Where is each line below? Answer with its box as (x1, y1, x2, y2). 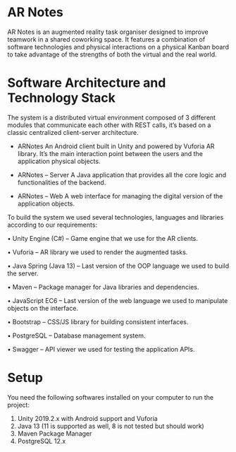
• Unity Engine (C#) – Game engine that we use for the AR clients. (7, 234, 199, 242)
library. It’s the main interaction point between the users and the (17, 149, 203, 157)
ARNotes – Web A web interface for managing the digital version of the (17, 191, 223, 200)
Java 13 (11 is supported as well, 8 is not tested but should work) (17, 422, 204, 430)
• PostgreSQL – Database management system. (7, 331, 146, 340)
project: (7, 400, 30, 409)
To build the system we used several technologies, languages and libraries (7, 213, 224, 221)
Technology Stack (7, 90, 116, 106)
